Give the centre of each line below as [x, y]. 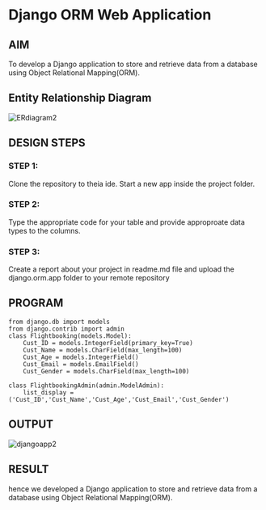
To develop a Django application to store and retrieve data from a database [133, 64]
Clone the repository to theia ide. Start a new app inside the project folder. [132, 183]
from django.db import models [59, 322]
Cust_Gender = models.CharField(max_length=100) [106, 371]
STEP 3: [24, 251]
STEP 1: [23, 166]
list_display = [49, 392]
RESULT [29, 469]
